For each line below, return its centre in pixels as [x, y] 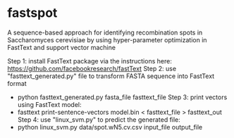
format [17, 83]
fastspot [32, 13]
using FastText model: [49, 104]
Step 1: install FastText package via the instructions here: [90, 61]
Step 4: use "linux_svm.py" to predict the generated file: [99, 119]
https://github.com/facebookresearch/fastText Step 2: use [92, 68]
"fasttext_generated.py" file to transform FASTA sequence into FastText [111, 76]
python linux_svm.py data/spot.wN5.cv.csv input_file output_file [110, 127]
